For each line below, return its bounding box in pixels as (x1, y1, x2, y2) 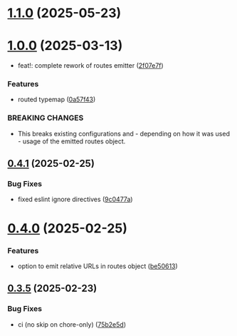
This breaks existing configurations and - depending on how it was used (17, 129, 230, 138)
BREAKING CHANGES (7, 113, 84, 123)
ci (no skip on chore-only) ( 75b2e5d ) (17, 320, 127, 329)
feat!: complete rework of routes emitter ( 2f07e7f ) (17, 61, 164, 70)
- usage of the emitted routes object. (17, 137, 126, 146)
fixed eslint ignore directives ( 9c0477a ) (17, 195, 133, 204)
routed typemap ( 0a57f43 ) (17, 95, 96, 104)
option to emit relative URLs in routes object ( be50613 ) (17, 262, 178, 270)
